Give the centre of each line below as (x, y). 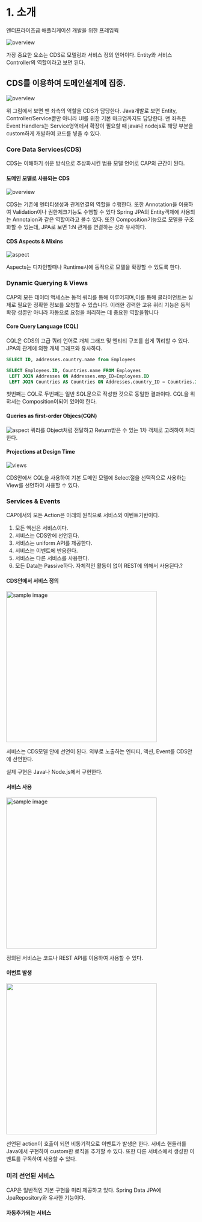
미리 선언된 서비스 (31, 1175)
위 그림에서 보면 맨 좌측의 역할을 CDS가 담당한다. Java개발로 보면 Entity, (92, 111)
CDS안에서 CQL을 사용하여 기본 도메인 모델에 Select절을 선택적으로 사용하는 (96, 477)
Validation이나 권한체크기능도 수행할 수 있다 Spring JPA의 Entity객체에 (96, 212)
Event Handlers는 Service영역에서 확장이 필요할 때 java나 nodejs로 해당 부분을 (100, 126)
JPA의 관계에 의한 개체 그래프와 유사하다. (54, 348)
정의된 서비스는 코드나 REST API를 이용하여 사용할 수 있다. (75, 957)
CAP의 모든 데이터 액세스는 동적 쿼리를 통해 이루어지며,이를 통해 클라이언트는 (97, 297)
